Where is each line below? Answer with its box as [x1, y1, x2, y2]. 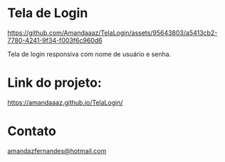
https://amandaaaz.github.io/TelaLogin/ [7, 98, 123, 107]
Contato [7, 123, 57, 139]
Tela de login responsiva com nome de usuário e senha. [7, 50, 172, 58]
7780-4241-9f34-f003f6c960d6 [7, 36, 103, 44]
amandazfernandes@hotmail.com [7, 146, 107, 155]
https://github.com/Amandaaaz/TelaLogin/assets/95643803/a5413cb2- [7, 28, 218, 37]
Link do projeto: [7, 75, 102, 91]
